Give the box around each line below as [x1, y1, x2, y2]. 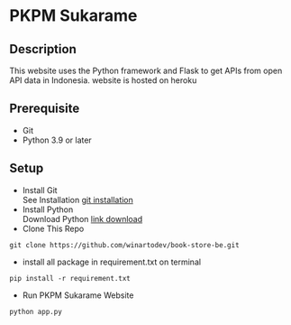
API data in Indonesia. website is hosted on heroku [9, 75, 197, 86]
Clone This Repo [22, 223, 85, 234]
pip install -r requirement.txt [9, 274, 131, 283]
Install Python [22, 204, 74, 215]
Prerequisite [9, 101, 80, 116]
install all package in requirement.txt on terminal [22, 256, 201, 267]
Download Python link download [22, 213, 143, 224]
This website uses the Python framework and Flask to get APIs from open [9, 65, 283, 76]
